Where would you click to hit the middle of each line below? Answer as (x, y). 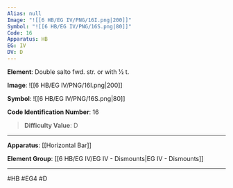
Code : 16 (20, 33)
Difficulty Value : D (51, 125)
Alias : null (24, 13)
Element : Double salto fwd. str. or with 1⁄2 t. (68, 72)
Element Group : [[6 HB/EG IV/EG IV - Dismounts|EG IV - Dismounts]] (105, 158)
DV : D (15, 53)
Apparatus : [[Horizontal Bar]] (50, 145)
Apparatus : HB (28, 39)
